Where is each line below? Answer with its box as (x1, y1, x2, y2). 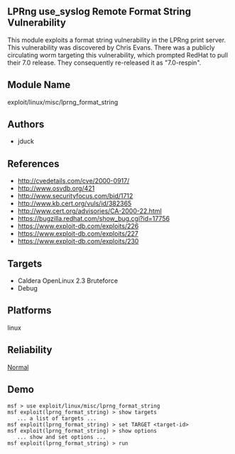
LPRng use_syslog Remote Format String (7, 6, 192, 18)
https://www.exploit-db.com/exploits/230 (17, 237, 139, 246)
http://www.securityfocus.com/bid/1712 (17, 192, 133, 200)
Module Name (7, 79, 71, 91)
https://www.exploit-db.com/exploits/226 (17, 222, 139, 230)
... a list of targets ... (16, 415, 97, 422)
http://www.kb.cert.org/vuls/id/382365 (17, 199, 132, 208)
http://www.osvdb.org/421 (17, 184, 95, 193)
